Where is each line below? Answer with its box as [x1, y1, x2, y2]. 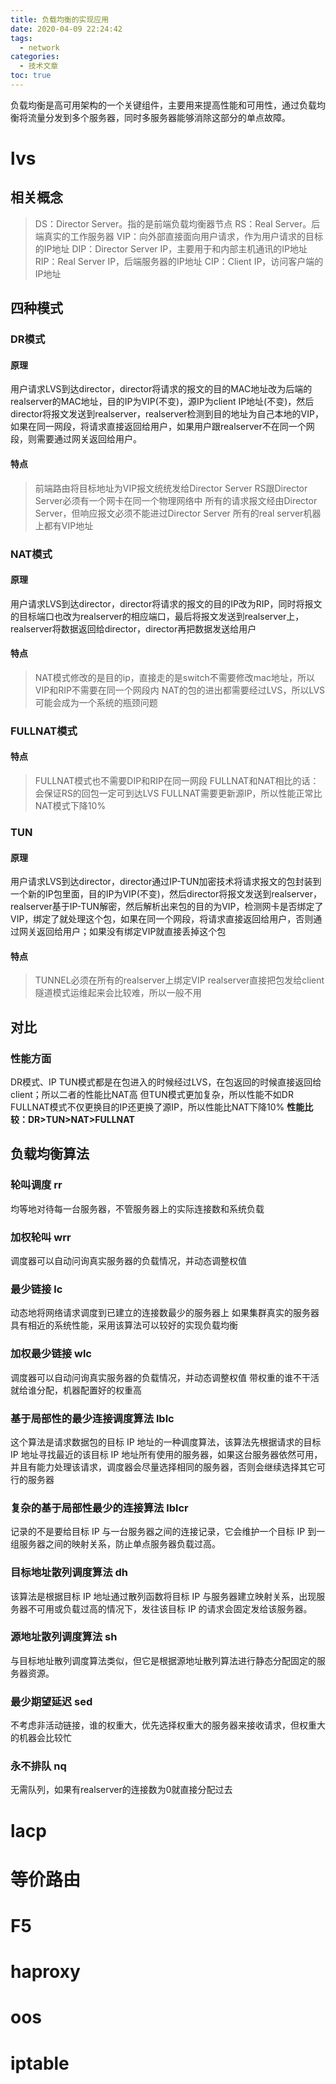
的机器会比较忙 [10, 1732, 72, 1744]
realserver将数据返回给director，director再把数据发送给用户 [10, 622, 257, 635]
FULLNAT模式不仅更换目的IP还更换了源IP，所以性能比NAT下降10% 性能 [10, 1101, 305, 1113]
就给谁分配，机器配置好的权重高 [10, 1384, 142, 1396]
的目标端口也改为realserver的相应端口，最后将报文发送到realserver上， [10, 610, 305, 622]
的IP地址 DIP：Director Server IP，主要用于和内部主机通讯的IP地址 [34, 242, 308, 255]
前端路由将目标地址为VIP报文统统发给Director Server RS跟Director [34, 482, 308, 494]
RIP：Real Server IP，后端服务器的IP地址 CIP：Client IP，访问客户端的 [34, 255, 324, 267]
